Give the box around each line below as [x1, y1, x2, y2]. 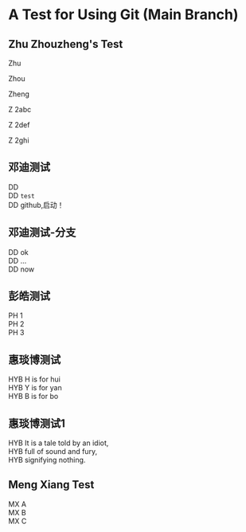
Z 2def [8, 120, 30, 129]
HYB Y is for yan [8, 383, 62, 393]
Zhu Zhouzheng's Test [8, 37, 123, 51]
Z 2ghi [8, 135, 29, 145]
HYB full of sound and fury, [8, 447, 98, 456]
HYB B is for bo [8, 392, 59, 401]
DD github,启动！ [8, 200, 64, 209]
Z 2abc [8, 105, 32, 114]
